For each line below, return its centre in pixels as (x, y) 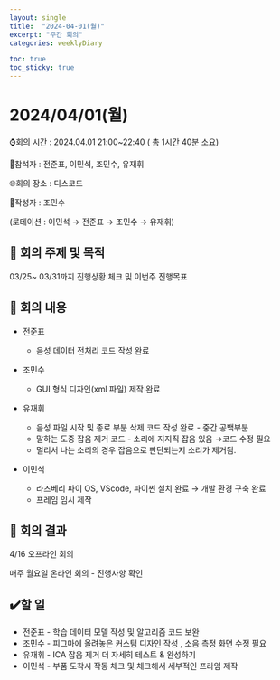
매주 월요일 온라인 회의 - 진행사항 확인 (76, 573)
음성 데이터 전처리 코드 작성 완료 (93, 350)
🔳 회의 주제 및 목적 (57, 253)
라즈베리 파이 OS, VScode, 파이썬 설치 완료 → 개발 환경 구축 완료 (151, 488)
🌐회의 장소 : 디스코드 (47, 183)
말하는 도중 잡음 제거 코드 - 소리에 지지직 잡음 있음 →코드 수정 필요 (153, 439)
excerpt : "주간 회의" (46, 34)
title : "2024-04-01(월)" (57, 26)
